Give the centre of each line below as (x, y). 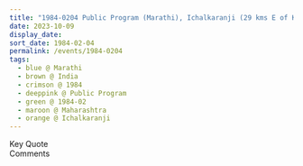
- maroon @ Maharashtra (62, 110)
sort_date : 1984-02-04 (52, 43)
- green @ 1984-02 (52, 101)
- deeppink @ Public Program (72, 93)
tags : (19, 60)
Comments (30, 153)
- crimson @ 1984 (50, 85)
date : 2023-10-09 (42, 26)
